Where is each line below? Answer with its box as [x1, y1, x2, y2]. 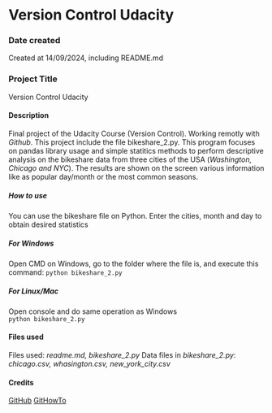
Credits [8, 377, 34, 387]
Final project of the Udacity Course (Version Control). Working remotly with [8, 128, 260, 138]
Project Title [8, 73, 58, 85]
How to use [8, 190, 47, 200]
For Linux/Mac [8, 286, 59, 296]
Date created [8, 35, 61, 46]
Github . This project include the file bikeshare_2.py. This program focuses [8, 137, 256, 147]
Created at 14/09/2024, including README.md [8, 53, 164, 63]
